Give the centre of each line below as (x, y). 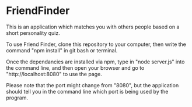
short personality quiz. (33, 33)
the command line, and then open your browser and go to (75, 67)
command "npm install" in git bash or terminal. (62, 50)
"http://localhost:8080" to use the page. (54, 74)
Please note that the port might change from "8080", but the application (92, 85)
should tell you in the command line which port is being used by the (87, 91)
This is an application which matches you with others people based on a (93, 27)
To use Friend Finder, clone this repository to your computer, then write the (96, 44)
